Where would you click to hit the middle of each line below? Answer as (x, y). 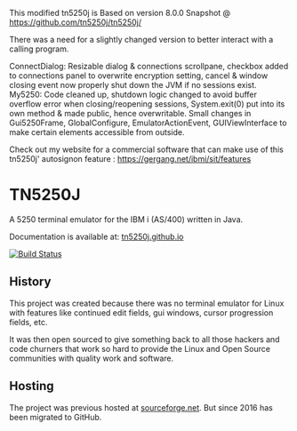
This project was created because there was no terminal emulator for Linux (147, 303)
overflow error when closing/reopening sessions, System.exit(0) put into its (147, 104)
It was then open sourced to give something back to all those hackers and (144, 339)
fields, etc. (28, 322)
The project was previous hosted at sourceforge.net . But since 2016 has (141, 407)
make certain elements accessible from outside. (97, 132)
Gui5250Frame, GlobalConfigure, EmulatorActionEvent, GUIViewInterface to (148, 123)
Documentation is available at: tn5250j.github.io (96, 236)
